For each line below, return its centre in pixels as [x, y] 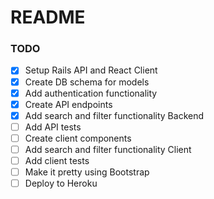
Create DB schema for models [87, 82]
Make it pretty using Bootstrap [87, 172]
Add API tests [53, 127]
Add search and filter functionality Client [108, 149]
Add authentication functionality [91, 93]
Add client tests [57, 160]
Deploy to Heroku [61, 183]
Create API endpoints [68, 104]
